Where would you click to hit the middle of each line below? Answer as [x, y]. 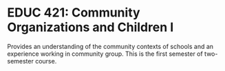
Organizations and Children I [90, 27]
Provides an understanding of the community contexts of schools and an [110, 46]
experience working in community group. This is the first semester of [105, 54]
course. [46, 61]
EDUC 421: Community [74, 13]
